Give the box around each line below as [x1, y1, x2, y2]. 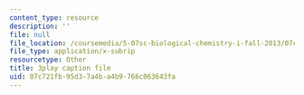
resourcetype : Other [9, 55, 88, 64]
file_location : [9, 38, 67, 48]
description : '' [9, 22, 71, 31]
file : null [9, 30, 51, 39]
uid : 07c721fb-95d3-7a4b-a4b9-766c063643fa [9, 72, 176, 81]
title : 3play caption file [9, 64, 111, 73]
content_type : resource [9, 13, 100, 23]
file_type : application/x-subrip [9, 47, 136, 56]
